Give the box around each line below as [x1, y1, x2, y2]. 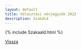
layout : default [5, 7, 38, 12]
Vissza [5, 39, 18, 45]
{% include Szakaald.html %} [5, 30, 63, 35]
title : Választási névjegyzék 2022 [5, 12, 77, 16]
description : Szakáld [5, 16, 49, 21]
